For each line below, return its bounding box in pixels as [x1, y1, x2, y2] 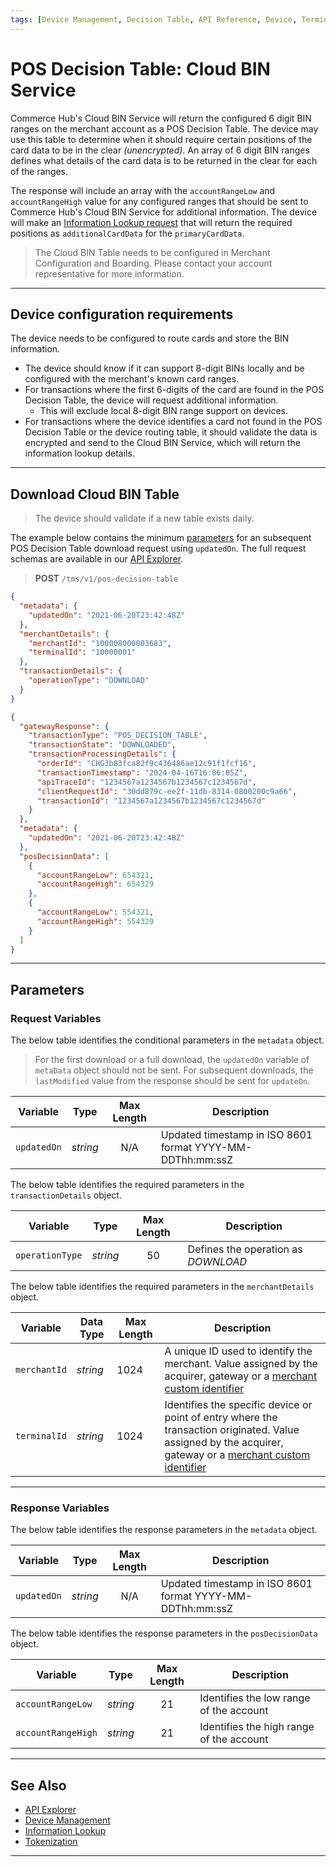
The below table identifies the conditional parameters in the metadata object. [10, 1034, 325, 1046]
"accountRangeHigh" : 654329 [36, 879, 155, 890]
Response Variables [10, 1501, 110, 1515]
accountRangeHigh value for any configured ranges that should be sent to [10, 195, 309, 207]
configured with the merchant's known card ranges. [24, 373, 240, 385]
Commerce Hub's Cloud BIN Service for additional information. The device [10, 206, 318, 218]
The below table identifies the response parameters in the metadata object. [10, 1524, 318, 1536]
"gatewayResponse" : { [19, 721, 110, 731]
